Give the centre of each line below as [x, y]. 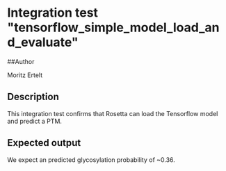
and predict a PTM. [35, 121]
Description [33, 97]
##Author [21, 61]
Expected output [44, 143]
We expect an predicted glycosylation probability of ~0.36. [91, 160]
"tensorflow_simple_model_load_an [113, 27]
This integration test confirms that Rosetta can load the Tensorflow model [113, 113]
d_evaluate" [43, 42]
